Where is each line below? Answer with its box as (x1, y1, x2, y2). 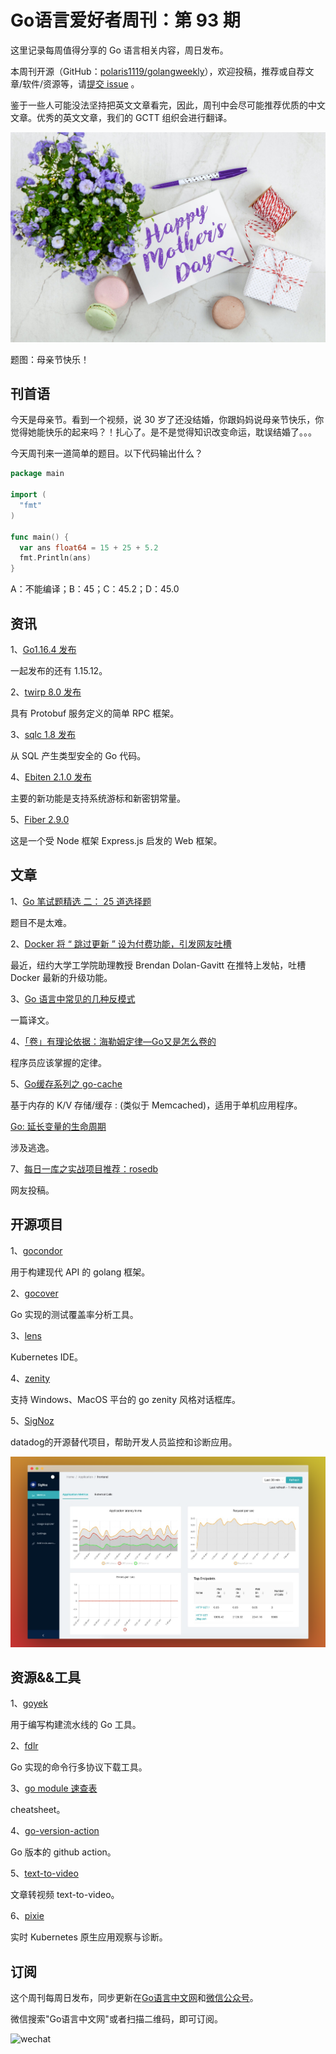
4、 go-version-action (10, 1825, 100, 1837)
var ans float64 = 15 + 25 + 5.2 (19, 542, 159, 553)
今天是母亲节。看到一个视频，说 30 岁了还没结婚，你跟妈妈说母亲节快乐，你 (10, 414, 325, 426)
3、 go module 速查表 (10, 1782, 98, 1795)
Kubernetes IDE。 (10, 1351, 84, 1363)
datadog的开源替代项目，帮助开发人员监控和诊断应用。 (10, 1436, 238, 1448)
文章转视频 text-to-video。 (10, 1889, 120, 1901)
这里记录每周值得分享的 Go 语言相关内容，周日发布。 (10, 44, 229, 56)
